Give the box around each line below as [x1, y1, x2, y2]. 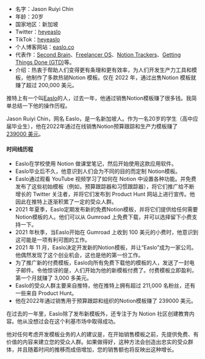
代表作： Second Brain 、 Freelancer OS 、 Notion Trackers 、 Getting [15, 51, 181, 58]
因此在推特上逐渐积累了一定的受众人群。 [15, 198, 117, 205]
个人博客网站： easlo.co [15, 43, 74, 51]
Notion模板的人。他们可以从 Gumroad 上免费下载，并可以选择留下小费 [15, 213, 192, 221]
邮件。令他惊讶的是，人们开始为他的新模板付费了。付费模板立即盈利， [20, 267, 197, 274]
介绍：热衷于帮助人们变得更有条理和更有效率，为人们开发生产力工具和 [15, 66, 192, 73]
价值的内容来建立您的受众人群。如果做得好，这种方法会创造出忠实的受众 [6, 338, 188, 346]
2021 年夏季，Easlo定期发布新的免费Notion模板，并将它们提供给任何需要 [15, 206, 198, 213]
